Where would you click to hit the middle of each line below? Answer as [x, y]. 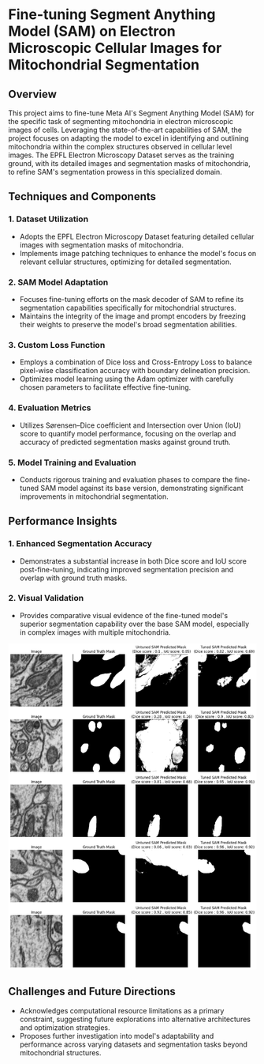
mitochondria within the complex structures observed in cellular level [120, 147]
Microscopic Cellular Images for [115, 48]
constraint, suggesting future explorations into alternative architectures [135, 1019]
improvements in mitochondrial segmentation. [94, 496]
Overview [33, 94]
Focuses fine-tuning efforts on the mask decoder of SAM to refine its [132, 299]
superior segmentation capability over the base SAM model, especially [134, 624]
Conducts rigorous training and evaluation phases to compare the [126, 479]
